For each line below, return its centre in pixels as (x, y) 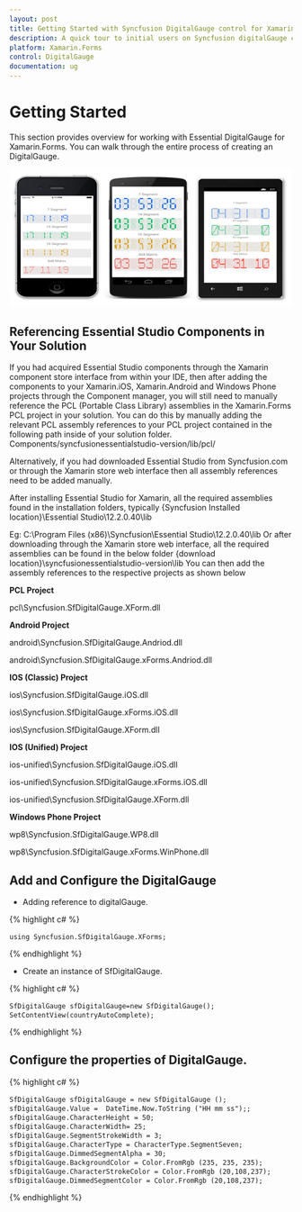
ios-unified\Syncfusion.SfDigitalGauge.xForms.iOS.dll (109, 782)
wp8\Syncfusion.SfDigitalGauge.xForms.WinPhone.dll (109, 852)
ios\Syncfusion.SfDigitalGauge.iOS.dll (79, 695)
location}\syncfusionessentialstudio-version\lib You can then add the (137, 564)
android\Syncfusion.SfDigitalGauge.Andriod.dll (96, 643)
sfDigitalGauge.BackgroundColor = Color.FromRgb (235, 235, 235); (136, 1162)
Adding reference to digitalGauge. (85, 902)
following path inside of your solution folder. (91, 434)
